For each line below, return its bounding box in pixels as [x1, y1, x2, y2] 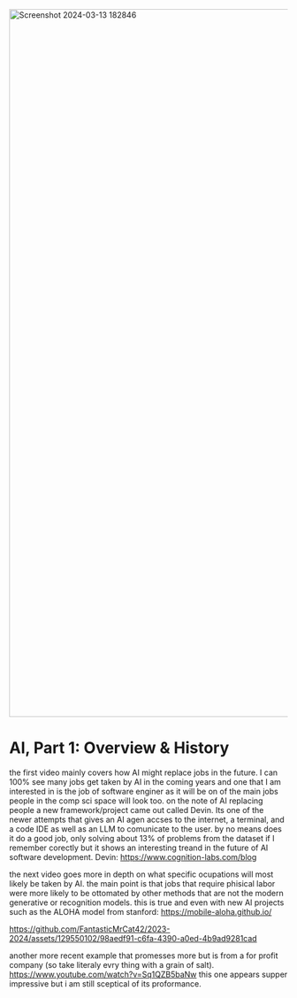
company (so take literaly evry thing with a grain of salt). [9, 959, 215, 970]
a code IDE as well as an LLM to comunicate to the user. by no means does [9, 823, 283, 834]
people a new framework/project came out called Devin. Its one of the [9, 804, 264, 815]
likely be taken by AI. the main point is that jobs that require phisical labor [9, 878, 276, 888]
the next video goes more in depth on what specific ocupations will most [9, 869, 274, 879]
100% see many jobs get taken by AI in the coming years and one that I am [9, 776, 281, 787]
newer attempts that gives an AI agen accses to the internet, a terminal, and [9, 814, 285, 825]
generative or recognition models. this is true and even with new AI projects [9, 897, 285, 908]
